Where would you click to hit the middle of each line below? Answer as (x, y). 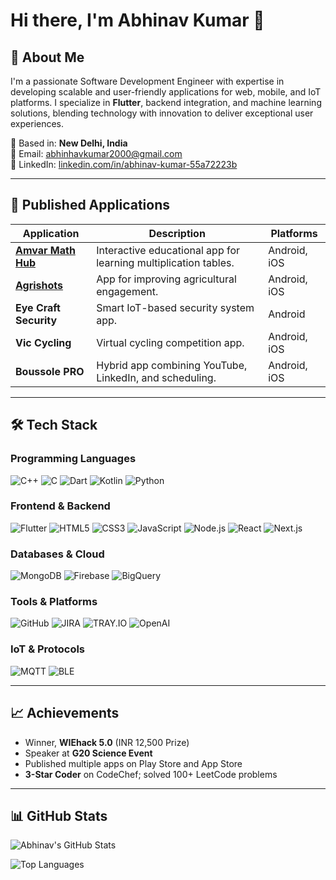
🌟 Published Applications (90, 205)
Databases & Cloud (57, 554)
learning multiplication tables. (165, 262)
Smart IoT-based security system (175, 307)
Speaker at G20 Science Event (88, 753)
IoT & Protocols (48, 649)
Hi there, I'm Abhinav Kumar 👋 (137, 20)
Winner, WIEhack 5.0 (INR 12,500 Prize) (107, 742)
